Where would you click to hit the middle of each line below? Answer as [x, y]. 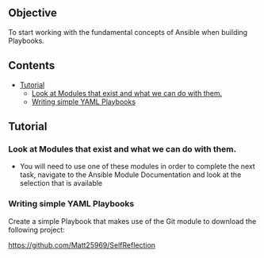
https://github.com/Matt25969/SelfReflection [82, 245]
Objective [33, 13]
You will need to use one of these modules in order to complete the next [137, 167]
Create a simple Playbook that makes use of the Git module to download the [132, 221]
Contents [32, 65]
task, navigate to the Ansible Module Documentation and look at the [130, 175]
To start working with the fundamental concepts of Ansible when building [128, 32]
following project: [36, 229]
